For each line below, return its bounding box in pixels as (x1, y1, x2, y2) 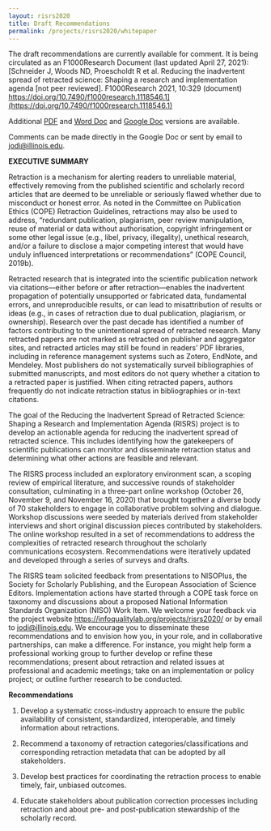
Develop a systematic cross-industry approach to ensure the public (19, 706, 245, 716)
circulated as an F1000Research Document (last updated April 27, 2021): (8, 58, 249, 67)
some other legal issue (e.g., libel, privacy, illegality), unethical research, (8, 233, 249, 242)
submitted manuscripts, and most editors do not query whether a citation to (8, 369, 260, 379)
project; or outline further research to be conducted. (8, 675, 183, 684)
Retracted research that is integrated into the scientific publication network (8, 274, 258, 284)
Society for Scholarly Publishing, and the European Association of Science (8, 580, 256, 589)
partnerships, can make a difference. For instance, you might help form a (8, 640, 252, 649)
